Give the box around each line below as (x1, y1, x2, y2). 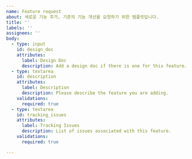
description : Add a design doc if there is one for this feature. (21, 63, 187, 69)
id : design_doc (16, 47, 54, 53)
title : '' (6, 19, 30, 25)
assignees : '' (6, 30, 41, 36)
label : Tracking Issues (21, 123, 80, 129)
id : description (16, 74, 57, 79)
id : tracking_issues (16, 112, 67, 117)
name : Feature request (6, 8, 61, 15)
